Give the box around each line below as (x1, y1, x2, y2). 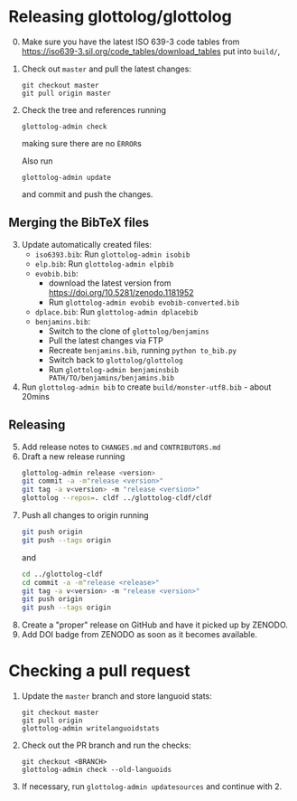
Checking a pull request (8, 661, 190, 682)
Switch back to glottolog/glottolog (48, 354, 183, 365)
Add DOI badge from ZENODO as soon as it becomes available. (21, 629, 258, 640)
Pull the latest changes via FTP (48, 335, 163, 345)
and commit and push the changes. (21, 188, 153, 200)
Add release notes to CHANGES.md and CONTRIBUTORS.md (21, 441, 221, 452)
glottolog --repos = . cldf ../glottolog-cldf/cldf (21, 494, 213, 503)
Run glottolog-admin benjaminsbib (48, 363, 180, 374)
